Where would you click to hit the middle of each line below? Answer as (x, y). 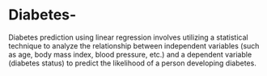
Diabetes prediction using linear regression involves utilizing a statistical (128, 37)
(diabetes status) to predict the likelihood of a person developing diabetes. (132, 63)
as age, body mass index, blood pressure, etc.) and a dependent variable (130, 54)
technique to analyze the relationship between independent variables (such (134, 45)
